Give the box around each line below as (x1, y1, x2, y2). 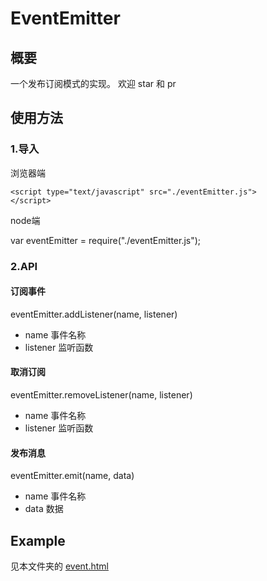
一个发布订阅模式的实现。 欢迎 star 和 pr (10, 78, 177, 89)
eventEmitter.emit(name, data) (10, 470, 135, 482)
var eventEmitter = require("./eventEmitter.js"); (10, 234, 202, 246)
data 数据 (24, 503, 64, 515)
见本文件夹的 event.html (10, 560, 109, 572)
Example (10, 532, 66, 549)
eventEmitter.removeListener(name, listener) (10, 389, 193, 401)
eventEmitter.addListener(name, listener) (10, 308, 178, 320)
